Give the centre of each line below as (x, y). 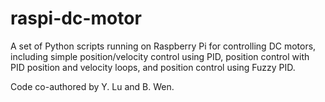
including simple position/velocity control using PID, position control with (160, 56)
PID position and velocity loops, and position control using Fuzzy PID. (153, 67)
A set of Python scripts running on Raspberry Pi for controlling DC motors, (163, 46)
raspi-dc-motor (76, 18)
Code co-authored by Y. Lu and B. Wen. (92, 86)
